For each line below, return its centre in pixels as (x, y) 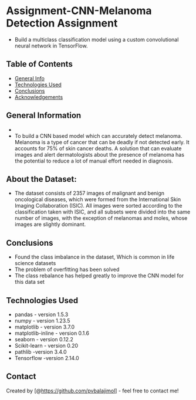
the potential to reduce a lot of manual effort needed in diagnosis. (94, 161)
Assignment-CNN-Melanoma (79, 11)
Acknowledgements (39, 97)
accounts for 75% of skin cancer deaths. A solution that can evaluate (98, 148)
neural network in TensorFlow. (51, 46)
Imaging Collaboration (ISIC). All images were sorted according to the (99, 206)
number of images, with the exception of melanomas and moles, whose (101, 218)
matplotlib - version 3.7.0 (45, 327)
